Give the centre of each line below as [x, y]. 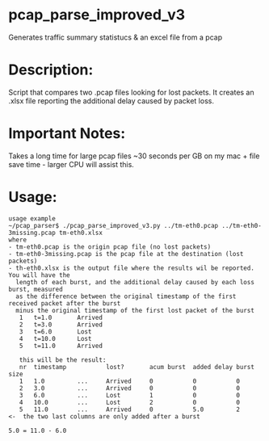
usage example [32, 218]
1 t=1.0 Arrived [61, 317]
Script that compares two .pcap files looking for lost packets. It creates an [131, 92]
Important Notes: [67, 134]
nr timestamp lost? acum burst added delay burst [137, 367]
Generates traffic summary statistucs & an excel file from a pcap [116, 37]
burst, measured [36, 289]
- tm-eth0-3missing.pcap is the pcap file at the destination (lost [126, 254]
